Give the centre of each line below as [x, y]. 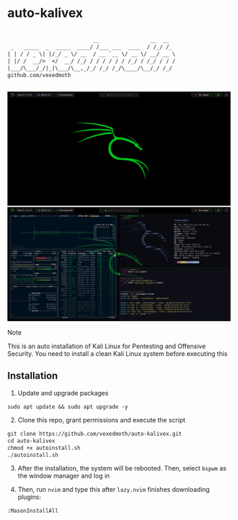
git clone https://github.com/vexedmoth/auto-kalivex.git [95, 434]
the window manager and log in [63, 475]
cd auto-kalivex [31, 441]
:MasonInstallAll [33, 511]
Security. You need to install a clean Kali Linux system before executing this [118, 353]
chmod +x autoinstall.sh [44, 448]
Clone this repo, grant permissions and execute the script [101, 420]
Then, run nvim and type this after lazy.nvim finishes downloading [114, 489]
